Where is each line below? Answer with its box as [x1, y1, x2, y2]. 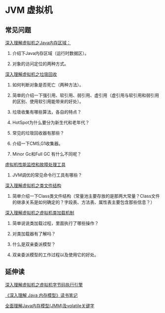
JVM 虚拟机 [5, 4, 53, 16]
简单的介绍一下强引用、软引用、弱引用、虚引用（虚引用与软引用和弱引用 [12, 92, 159, 98]
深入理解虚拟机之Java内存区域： [5, 40, 71, 45]
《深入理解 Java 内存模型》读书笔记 [5, 292, 78, 298]
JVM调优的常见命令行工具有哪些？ [12, 172, 83, 178]
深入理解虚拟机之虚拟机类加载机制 [5, 210, 74, 216]
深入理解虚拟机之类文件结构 [5, 182, 62, 188]
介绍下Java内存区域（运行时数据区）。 [12, 50, 90, 56]
